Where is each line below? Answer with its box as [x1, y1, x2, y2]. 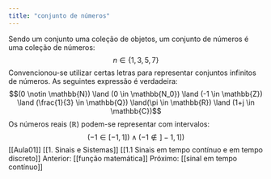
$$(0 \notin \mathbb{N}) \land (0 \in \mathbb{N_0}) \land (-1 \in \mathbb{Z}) [9, 89, 263, 98]
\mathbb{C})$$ [110, 106, 162, 115]
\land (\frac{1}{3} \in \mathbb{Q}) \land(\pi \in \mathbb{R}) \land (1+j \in [17, 98, 255, 107]
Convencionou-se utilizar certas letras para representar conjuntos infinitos [8, 68, 256, 77]
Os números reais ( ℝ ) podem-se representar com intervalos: [8, 119, 210, 129]
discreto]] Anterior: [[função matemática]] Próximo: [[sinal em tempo [8, 153, 237, 163]
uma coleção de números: [8, 42, 95, 52]
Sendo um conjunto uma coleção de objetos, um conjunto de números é [8, 34, 249, 44]
